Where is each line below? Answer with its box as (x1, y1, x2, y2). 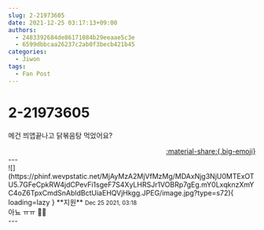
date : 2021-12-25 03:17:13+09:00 (8, 19, 118, 27)
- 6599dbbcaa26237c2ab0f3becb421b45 (15, 41, 135, 49)
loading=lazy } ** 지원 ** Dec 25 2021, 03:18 (8, 197, 137, 206)
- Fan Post (15, 70, 51, 78)
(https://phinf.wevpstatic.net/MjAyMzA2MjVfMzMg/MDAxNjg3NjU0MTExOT (8, 171, 255, 181)
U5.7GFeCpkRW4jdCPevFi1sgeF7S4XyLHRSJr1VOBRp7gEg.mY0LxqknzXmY (8, 180, 255, 189)
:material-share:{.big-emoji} (166, 146, 256, 155)
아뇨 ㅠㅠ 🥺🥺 (8, 207, 47, 217)
